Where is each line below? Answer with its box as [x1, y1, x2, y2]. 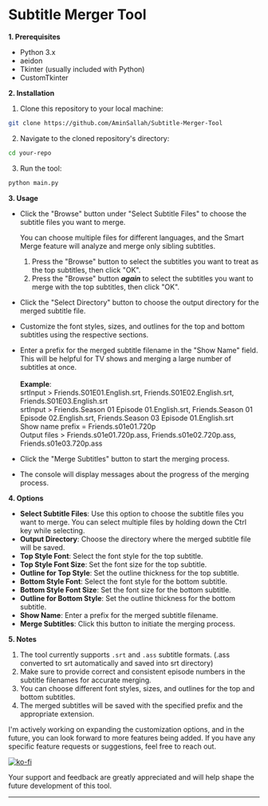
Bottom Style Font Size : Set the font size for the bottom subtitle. [19, 584, 231, 595]
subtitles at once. [19, 362, 77, 372]
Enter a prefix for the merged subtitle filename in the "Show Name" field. [19, 345, 258, 355]
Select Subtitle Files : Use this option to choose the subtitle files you [19, 509, 244, 518]
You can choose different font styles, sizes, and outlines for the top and [19, 683, 255, 693]
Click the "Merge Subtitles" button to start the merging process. [19, 454, 230, 463]
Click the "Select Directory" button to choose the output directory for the [19, 297, 259, 307]
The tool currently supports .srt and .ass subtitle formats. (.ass [19, 650, 230, 659]
